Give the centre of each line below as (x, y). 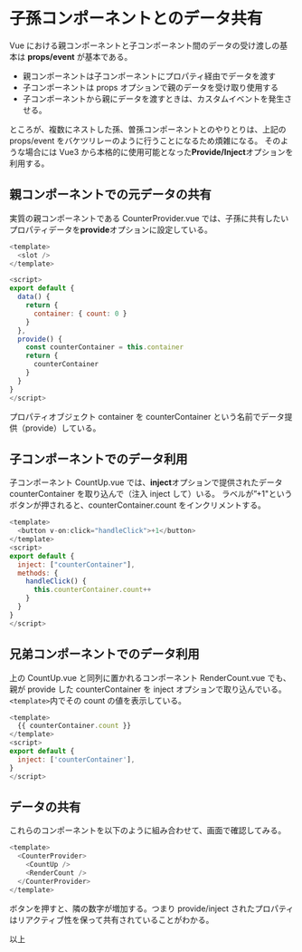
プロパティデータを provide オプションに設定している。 (111, 229)
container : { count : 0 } (80, 314)
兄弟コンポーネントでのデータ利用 (104, 654)
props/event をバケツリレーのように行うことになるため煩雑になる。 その (145, 141)
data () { (34, 297)
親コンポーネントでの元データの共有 (110, 194)
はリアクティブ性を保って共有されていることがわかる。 (112, 919)
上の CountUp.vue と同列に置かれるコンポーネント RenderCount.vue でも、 (150, 677)
